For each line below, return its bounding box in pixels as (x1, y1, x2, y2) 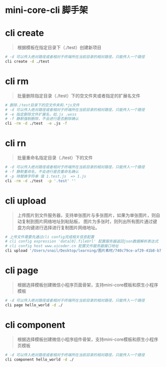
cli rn (5, 138, 26, 149)
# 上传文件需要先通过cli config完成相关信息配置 (5, 234, 95, 239)
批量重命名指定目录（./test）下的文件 (17, 155, 93, 161)
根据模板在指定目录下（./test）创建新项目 (17, 45, 102, 51)
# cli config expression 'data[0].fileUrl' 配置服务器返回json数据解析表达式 (5, 239, 159, 244)
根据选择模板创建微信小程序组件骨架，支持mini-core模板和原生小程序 (17, 336, 159, 342)
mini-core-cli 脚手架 (5, 4, 88, 16)
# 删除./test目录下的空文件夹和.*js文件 (5, 103, 80, 107)
